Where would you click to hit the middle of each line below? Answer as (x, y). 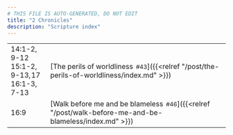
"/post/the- (200, 67)
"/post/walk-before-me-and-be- (106, 113)
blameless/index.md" (85, 121)
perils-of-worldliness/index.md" (104, 75)
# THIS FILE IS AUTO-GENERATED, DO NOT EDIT (72, 14)
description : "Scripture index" (54, 26)
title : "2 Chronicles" (40, 20)
